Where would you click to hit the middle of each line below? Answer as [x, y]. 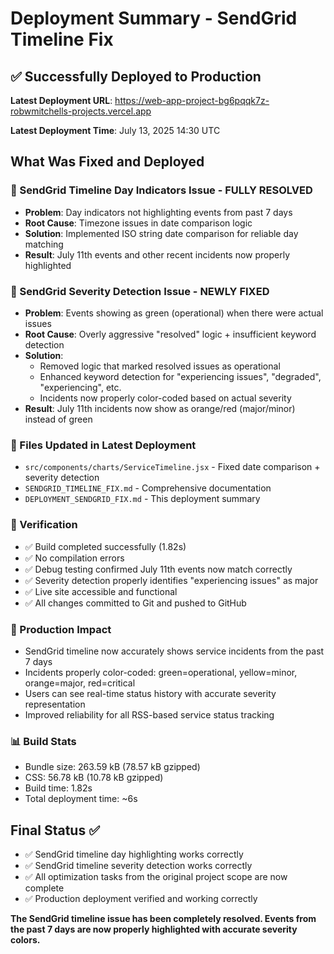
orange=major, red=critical [80, 683]
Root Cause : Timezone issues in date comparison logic [138, 223]
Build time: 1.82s [58, 788]
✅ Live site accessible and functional [101, 591]
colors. [25, 939]
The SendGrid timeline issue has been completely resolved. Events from [163, 918]
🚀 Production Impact [61, 629]
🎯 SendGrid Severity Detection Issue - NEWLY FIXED [140, 291]
